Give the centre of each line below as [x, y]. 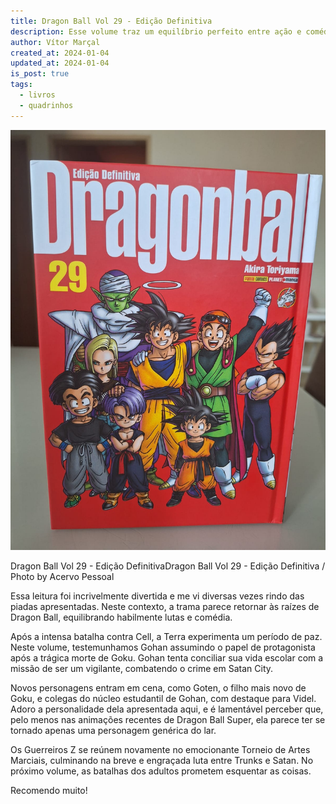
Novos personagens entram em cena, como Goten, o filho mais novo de [158, 687]
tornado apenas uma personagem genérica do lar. [113, 730]
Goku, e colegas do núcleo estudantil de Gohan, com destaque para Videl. [163, 698]
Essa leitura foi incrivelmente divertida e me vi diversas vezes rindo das [157, 596]
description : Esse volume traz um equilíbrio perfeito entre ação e [156, 31]
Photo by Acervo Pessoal [62, 576]
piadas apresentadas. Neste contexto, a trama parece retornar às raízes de [165, 606]
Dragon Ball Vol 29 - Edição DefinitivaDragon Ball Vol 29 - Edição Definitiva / [168, 566]
